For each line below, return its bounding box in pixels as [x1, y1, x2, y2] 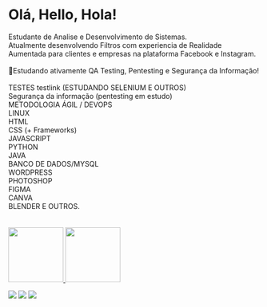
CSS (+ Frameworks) [8, 125, 78, 135]
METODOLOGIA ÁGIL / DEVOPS [8, 100, 113, 109]
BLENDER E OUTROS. [8, 201, 80, 211]
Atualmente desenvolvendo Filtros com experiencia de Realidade [8, 40, 222, 49]
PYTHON [8, 142, 38, 152]
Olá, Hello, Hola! [8, 6, 118, 24]
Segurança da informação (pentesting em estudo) [8, 91, 173, 100]
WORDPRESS [8, 167, 53, 177]
